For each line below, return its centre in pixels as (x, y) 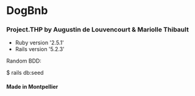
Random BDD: (24, 61)
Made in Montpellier (32, 87)
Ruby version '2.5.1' (39, 43)
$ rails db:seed (25, 73)
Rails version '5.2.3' (40, 49)
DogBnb (27, 11)
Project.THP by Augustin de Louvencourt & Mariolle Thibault (97, 30)
